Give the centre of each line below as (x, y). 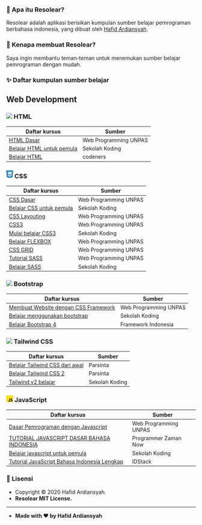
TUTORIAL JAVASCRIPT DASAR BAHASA (60, 438)
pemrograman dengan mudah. (44, 64)
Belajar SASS (25, 266)
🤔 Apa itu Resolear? (35, 10)
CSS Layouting (27, 216)
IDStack (142, 461)
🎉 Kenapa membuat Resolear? (51, 45)
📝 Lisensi (20, 479)
